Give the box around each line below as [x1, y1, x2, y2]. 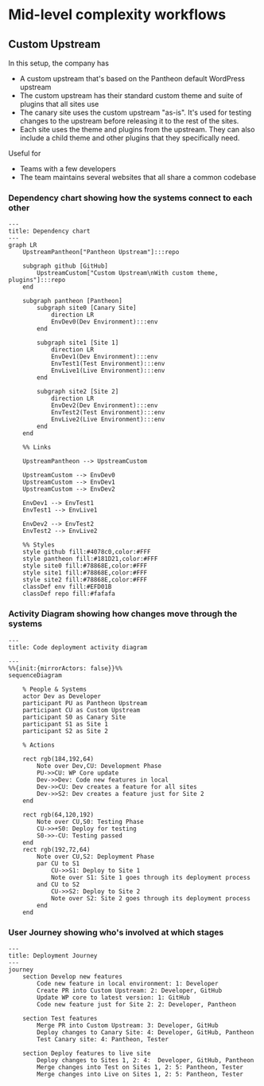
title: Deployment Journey [8, 951, 98, 959]
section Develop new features [22, 972, 123, 981]
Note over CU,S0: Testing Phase [37, 817, 145, 825]
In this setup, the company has [8, 58, 110, 68]
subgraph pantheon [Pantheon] [22, 297, 123, 305]
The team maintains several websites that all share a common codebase [19, 173, 257, 182]
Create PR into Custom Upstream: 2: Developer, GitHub [37, 986, 223, 994]
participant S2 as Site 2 [22, 727, 109, 735]
